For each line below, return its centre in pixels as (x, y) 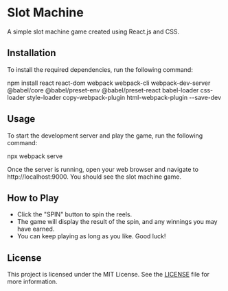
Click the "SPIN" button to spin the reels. (75, 214)
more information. (32, 281)
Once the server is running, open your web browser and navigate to (103, 169)
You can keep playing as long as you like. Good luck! (91, 236)
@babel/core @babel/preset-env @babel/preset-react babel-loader (103, 90)
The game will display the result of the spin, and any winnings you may (117, 222)
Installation (32, 53)
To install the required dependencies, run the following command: (100, 69)
